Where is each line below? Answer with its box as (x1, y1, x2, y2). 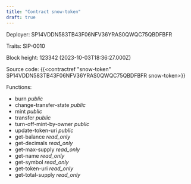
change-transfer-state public (14, 101, 86, 108)
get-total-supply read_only (14, 171, 81, 178)
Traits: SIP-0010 (6, 42, 46, 50)
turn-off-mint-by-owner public (14, 120, 90, 127)
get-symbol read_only (14, 158, 69, 165)
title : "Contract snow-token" (6, 8, 82, 15)
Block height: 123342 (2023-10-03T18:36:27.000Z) (6, 54, 131, 61)
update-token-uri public (14, 127, 74, 134)
